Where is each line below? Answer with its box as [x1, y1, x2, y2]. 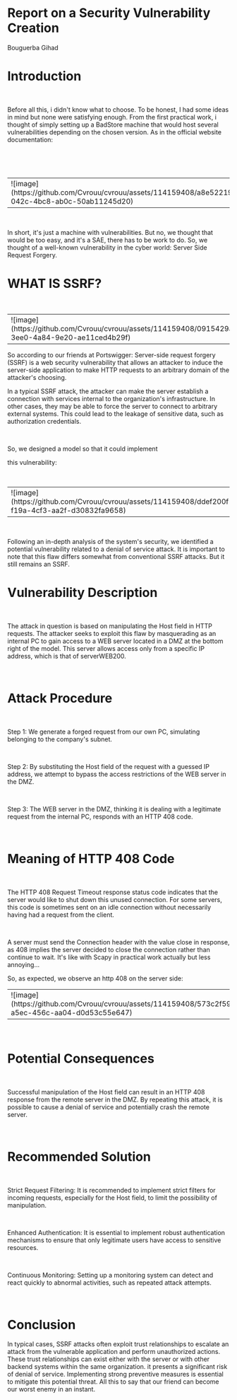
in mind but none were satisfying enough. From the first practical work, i [7, 112, 217, 121]
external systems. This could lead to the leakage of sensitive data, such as [7, 409, 224, 418]
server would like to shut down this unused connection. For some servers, [7, 895, 222, 903]
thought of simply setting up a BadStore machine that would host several [7, 120, 219, 129]
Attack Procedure [7, 690, 113, 706]
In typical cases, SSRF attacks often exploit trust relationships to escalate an [7, 1340, 229, 1348]
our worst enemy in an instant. [7, 1385, 96, 1394]
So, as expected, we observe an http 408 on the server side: [7, 974, 183, 983]
